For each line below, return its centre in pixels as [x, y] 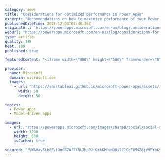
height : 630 [26, 136]
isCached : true [29, 141]
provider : [15, 68]
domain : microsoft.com [33, 78]
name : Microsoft [26, 73]
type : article [20, 37]
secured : [14, 150]
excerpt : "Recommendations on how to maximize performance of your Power [82, 19]
